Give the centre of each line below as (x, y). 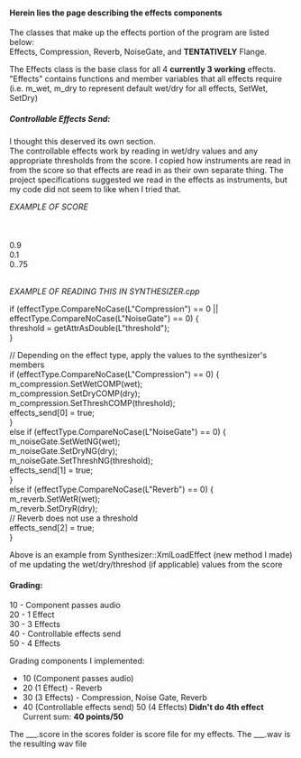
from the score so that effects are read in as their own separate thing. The (146, 171)
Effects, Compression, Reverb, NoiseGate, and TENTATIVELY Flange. (138, 52)
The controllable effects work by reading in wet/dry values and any (134, 151)
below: (22, 42)
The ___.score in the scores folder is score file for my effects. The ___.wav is (150, 735)
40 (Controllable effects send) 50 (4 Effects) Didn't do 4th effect (143, 707)
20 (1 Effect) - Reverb (62, 688)
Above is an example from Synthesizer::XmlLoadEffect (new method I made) (151, 555)
